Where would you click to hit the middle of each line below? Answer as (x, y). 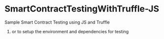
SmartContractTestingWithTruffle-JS (82, 9)
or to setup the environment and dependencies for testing (70, 31)
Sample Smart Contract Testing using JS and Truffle (57, 22)
